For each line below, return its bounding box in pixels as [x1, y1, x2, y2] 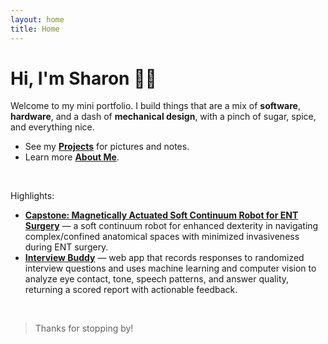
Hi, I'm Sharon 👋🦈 [10, 67, 157, 90]
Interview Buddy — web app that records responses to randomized [24, 252, 305, 264]
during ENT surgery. [24, 241, 109, 253]
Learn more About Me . [24, 151, 120, 163]
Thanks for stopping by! [34, 322, 134, 335]
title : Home [10, 24, 60, 34]
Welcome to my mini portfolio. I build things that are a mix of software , [10, 100, 301, 112]
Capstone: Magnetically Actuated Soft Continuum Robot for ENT [24, 209, 299, 221]
